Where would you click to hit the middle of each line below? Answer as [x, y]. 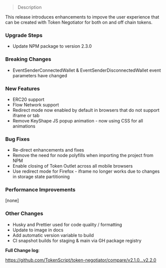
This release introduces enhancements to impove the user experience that [82, 17]
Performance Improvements [40, 190]
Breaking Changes [28, 59]
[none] [12, 201]
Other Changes [24, 214]
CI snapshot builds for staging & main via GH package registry [77, 240]
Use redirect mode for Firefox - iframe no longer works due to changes [86, 171]
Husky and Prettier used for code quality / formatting [67, 224]
